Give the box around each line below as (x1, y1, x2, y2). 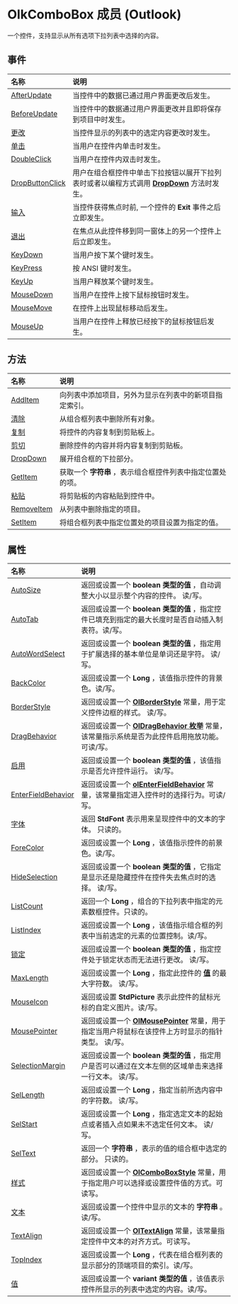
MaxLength (11, 973, 49, 983)
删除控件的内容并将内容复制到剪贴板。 (59, 440, 188, 450)
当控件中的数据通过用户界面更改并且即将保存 (72, 103, 222, 113)
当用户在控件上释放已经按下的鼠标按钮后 (72, 316, 208, 326)
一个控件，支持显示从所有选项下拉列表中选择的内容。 (7, 31, 163, 40)
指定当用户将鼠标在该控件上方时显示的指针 (81, 1027, 223, 1037)
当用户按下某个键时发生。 (72, 249, 158, 259)
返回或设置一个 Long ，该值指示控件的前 (81, 838, 216, 848)
